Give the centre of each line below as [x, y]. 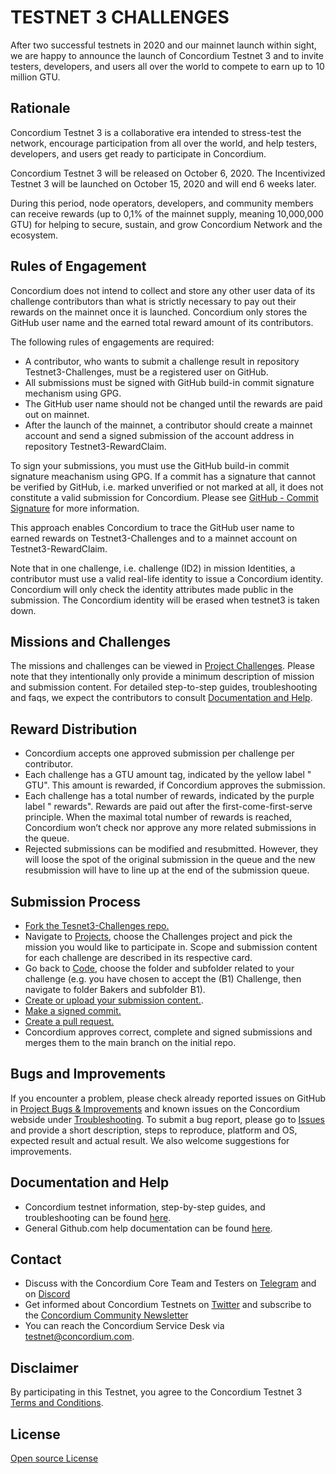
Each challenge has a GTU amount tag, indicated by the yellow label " [168, 775]
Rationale [40, 108]
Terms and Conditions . [57, 1403]
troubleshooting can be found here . [98, 1217]
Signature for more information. [75, 508]
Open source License [54, 1458]
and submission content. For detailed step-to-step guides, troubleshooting [164, 687]
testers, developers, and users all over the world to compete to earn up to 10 [167, 66]
